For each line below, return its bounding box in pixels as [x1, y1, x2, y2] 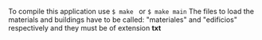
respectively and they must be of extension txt [8, 24, 162, 32]
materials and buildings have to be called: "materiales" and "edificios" [8, 15, 237, 24]
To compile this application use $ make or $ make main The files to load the [8, 7, 255, 16]
